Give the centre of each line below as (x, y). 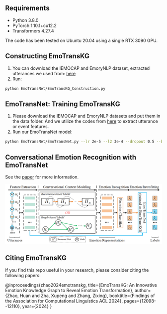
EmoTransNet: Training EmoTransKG (63, 104)
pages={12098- (140, 301)
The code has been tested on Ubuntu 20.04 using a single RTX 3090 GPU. (82, 40)
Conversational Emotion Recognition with (71, 157)
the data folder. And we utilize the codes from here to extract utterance (85, 121)
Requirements (27, 8)
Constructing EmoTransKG (47, 56)
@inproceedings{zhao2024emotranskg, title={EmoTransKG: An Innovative (81, 285)
